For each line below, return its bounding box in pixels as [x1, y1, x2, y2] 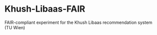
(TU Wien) [4, 24, 25, 30]
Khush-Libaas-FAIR [4, 3, 86, 15]
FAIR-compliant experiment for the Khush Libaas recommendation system [4, 19, 153, 25]
